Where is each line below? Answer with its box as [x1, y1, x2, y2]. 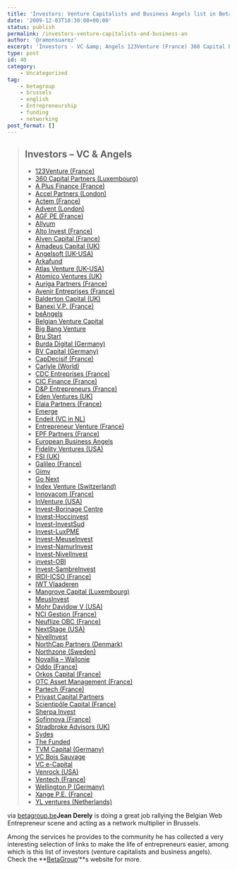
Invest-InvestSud [35, 520, 85, 529]
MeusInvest [35, 595, 69, 604]
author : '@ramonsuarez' [7, 37, 78, 44]
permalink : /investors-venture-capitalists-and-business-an [7, 30, 188, 37]
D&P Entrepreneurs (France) [35, 384, 118, 393]
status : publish [7, 23, 55, 30]
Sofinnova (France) [35, 715, 92, 724]
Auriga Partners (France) [35, 280, 108, 288]
